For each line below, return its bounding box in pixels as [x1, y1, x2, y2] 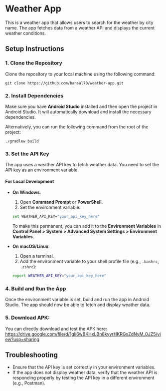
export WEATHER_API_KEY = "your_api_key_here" [12, 273, 107, 279]
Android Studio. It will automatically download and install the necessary [5, 108, 152, 115]
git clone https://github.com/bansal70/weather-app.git [5, 80, 124, 85]
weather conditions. [5, 30, 46, 36]
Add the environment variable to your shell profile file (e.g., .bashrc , [19, 258, 159, 265]
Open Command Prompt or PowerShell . [19, 199, 103, 205]
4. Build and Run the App [5, 285, 66, 292]
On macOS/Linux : [12, 243, 50, 250]
